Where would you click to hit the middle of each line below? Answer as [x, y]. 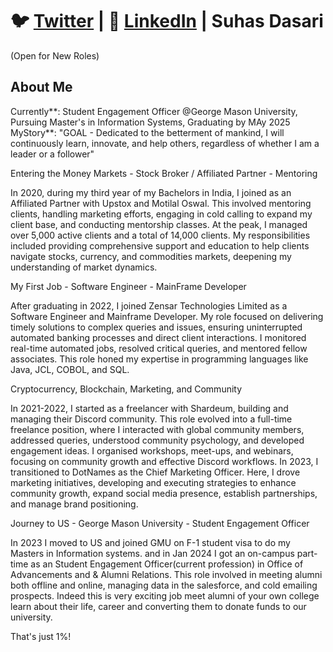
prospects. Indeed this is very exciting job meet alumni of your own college [165, 595]
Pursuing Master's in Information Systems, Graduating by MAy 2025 [150, 122]
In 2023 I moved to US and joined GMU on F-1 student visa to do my [150, 542]
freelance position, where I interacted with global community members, [157, 429]
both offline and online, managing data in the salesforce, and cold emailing [164, 585]
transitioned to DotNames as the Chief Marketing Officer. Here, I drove [155, 472]
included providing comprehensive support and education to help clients [160, 245]
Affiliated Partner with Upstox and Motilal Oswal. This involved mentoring [161, 203]
